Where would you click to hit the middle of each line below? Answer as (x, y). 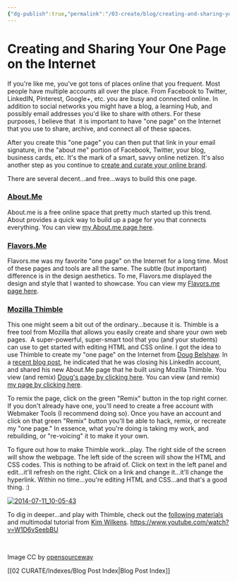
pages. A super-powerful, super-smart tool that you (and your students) (113, 339)
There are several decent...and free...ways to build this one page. (102, 178)
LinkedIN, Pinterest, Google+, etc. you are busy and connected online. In (113, 98)
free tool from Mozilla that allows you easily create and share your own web (117, 332)
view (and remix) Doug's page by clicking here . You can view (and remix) (114, 377)
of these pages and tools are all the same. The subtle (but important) (107, 269)
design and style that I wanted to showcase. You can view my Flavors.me (114, 284)
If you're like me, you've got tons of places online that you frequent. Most (114, 83)
